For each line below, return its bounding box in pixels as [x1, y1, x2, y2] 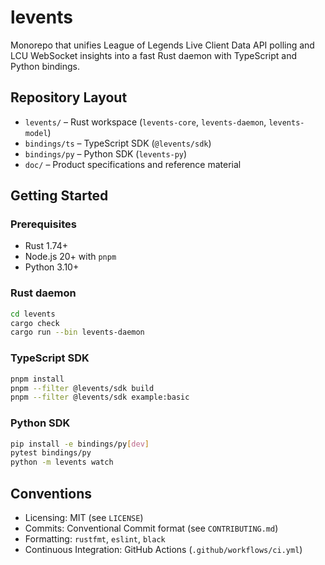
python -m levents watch [10, 457, 114, 468]
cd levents [10, 309, 56, 319]
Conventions [10, 485, 93, 502]
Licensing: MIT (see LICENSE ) [24, 512, 144, 524]
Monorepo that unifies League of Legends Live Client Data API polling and [10, 39, 315, 51]
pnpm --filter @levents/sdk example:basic [10, 392, 190, 403]
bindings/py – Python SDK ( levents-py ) [24, 147, 188, 160]
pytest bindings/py [10, 448, 92, 458]
